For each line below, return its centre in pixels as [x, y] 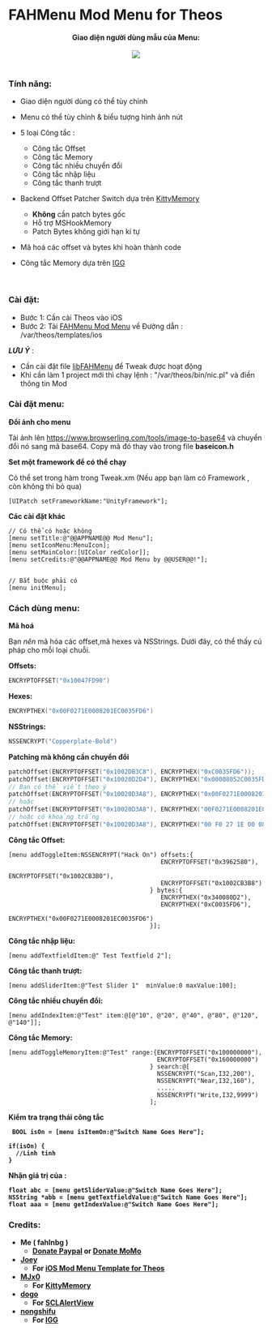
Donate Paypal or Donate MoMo [87, 1251]
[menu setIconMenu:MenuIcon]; [59, 545]
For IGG [45, 1320]
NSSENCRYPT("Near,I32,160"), [206, 1081]
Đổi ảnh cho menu [40, 422]
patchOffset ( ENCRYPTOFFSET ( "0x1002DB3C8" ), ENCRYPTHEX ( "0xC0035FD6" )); [132, 772]
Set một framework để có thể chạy [68, 462]
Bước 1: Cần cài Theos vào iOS [71, 317]
